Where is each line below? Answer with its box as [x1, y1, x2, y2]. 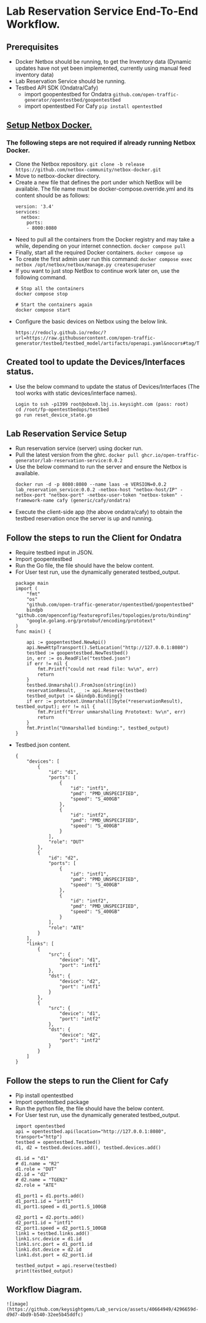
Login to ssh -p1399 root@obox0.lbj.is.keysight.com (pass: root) [15, 401, 189, 407]
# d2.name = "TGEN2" [15, 1176, 68, 1183]
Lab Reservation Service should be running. [15, 78, 126, 85]
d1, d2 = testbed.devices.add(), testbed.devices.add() [15, 1145, 161, 1151]
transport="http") [15, 1134, 63, 1140]
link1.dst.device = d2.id [15, 1246, 82, 1252]
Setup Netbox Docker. [6, 120, 93, 131]
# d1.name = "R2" [15, 1161, 60, 1167]
